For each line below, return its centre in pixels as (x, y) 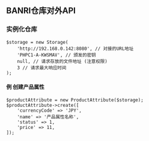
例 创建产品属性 (26, 87)
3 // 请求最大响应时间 (42, 68)
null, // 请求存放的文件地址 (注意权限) (62, 61)
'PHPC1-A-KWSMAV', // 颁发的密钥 (56, 55)
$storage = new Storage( (37, 42)
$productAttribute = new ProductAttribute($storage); (75, 100)
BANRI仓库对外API (41, 11)
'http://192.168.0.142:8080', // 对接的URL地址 (75, 49)
